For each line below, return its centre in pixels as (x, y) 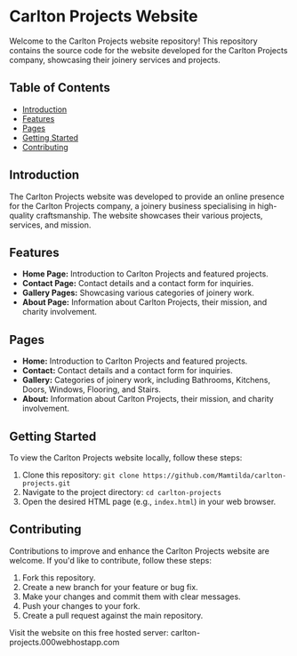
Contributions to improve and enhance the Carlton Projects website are (139, 551)
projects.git (46, 484)
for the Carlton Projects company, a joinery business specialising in (132, 205)
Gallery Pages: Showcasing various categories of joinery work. (138, 293)
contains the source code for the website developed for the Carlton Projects (148, 50)
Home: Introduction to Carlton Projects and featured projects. (135, 361)
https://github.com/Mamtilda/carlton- (215, 476)
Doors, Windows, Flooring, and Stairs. (92, 389)
